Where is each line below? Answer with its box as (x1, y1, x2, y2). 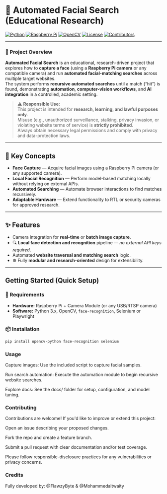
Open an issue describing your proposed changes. (5, 425, 109, 431)
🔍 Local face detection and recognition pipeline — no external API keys (12, 239, 162, 245)
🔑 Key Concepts (5, 151, 56, 160)
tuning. (5, 392, 20, 398)
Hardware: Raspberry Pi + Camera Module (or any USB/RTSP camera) (12, 302, 158, 308)
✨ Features (5, 221, 40, 229)
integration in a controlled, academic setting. (5, 91, 98, 97)
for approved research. (12, 202, 60, 208)
